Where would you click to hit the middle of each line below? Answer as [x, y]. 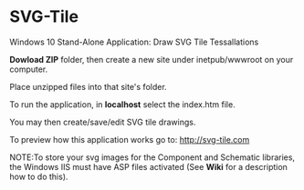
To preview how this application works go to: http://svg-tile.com [130, 139]
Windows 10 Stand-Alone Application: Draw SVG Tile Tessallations [134, 42]
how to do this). [39, 176]
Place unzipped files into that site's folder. [88, 86]
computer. [29, 69]
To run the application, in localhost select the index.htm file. [122, 104]
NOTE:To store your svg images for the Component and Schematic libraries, [152, 157]
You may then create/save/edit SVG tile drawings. [103, 122]
